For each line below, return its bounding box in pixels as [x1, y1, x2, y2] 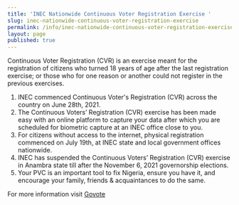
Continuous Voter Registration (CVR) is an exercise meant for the [7, 56, 198, 65]
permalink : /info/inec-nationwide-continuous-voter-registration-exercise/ [7, 23, 237, 31]
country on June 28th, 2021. [17, 100, 101, 109]
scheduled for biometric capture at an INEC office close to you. [17, 123, 203, 132]
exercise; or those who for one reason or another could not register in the [7, 72, 223, 80]
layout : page [7, 30, 46, 38]
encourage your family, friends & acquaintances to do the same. [17, 176, 206, 185]
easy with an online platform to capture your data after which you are [17, 115, 221, 125]
